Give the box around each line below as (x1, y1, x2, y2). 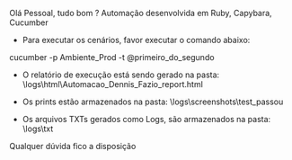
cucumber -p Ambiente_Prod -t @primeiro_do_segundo (9, 52, 215, 62)
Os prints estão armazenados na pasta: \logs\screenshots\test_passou (22, 96, 284, 107)
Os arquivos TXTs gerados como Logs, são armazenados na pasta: (22, 114, 271, 124)
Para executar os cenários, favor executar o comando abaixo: (22, 35, 251, 45)
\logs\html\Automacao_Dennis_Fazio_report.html (22, 79, 204, 89)
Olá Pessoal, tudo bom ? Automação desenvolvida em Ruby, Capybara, (9, 8, 272, 18)
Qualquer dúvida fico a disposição (9, 141, 137, 151)
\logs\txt (22, 123, 54, 134)
